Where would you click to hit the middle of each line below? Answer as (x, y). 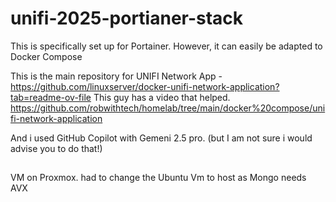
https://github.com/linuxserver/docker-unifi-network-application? (145, 86)
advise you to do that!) (56, 148)
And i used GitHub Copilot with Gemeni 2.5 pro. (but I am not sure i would (161, 138)
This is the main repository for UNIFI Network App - (116, 76)
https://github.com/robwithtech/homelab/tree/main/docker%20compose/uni (168, 108)
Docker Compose (46, 56)
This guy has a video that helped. (162, 97)
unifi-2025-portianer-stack (127, 18)
